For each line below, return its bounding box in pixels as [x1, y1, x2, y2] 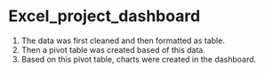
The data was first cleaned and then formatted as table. [20, 35, 226, 46]
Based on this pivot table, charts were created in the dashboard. [20, 54, 257, 64]
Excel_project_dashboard [8, 6, 201, 26]
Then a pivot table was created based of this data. [20, 44, 205, 55]
